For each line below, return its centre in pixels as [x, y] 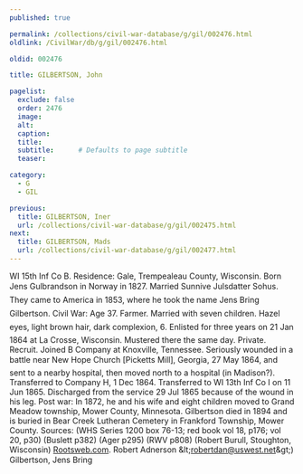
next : [19, 233]
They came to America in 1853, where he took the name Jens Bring [134, 299]
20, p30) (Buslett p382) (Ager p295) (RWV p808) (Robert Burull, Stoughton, [151, 440]
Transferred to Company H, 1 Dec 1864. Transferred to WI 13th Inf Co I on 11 [150, 382]
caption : [34, 133]
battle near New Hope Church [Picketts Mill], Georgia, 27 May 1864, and [144, 359]
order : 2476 [40, 109]
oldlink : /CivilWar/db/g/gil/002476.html [89, 43]
